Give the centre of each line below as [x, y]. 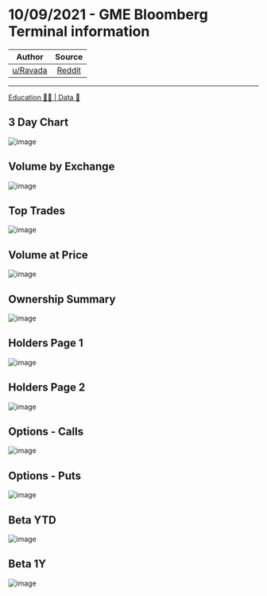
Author [30, 56]
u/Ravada [30, 70]
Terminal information [79, 31]
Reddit [69, 70]
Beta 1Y [27, 564]
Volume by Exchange [62, 167]
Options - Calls [46, 432]
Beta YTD [33, 520]
